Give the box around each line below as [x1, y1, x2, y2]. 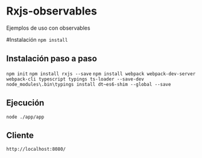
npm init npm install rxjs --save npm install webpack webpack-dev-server [6, 71, 196, 77]
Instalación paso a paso [6, 53, 98, 64]
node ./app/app [6, 114, 45, 120]
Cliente [6, 130, 34, 140]
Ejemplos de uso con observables [6, 24, 90, 31]
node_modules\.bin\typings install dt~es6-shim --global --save [6, 81, 171, 87]
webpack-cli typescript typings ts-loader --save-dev [6, 76, 145, 82]
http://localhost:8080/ [6, 146, 66, 153]
